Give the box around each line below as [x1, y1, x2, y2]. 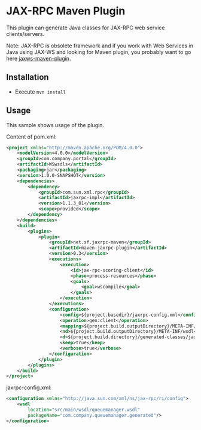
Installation [6, 72, 49, 82]
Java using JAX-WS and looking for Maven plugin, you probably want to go [6, 48, 191, 55]
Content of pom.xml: [6, 133, 57, 140]
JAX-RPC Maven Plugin [6, 4, 126, 18]
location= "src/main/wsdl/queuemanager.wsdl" [28, 407, 141, 413]
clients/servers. [6, 30, 45, 37]
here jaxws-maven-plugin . [6, 55, 71, 62]
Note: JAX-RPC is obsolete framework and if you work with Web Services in [6, 42, 193, 49]
